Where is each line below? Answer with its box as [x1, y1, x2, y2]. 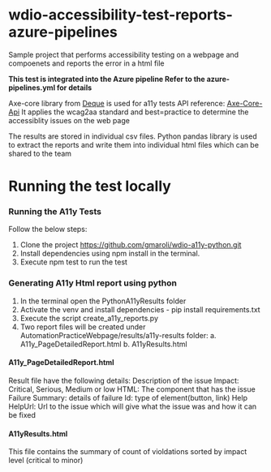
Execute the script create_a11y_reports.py [19, 313, 159, 323]
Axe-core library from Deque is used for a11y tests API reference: [8, 98, 226, 108]
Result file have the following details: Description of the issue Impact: [8, 375, 239, 385]
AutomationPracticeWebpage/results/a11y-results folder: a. [19, 330, 217, 340]
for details [56, 83, 92, 92]
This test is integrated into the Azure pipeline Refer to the [8, 74, 205, 84]
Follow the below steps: [8, 225, 88, 234]
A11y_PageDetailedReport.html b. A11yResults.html [19, 339, 188, 349]
